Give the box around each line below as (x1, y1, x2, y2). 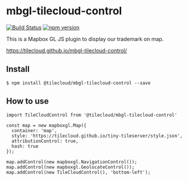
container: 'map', (11, 127, 58, 133)
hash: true (11, 143, 39, 149)
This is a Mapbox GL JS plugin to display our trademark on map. (6, 35, 164, 42)
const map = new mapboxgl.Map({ (6, 122, 87, 129)
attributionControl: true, (11, 138, 79, 144)
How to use (6, 96, 49, 107)
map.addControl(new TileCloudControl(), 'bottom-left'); (6, 169, 151, 175)
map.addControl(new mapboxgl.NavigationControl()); (6, 159, 137, 165)
